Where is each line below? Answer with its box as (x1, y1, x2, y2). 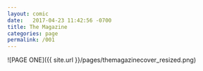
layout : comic (7, 10, 49, 18)
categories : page (7, 30, 59, 37)
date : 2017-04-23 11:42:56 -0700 (7, 17, 112, 24)
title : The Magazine (7, 23, 68, 30)
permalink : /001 (7, 37, 55, 44)
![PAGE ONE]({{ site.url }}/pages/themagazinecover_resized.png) (7, 56, 196, 64)
